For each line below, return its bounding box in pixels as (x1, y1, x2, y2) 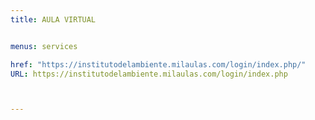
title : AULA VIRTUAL (10, 14, 97, 25)
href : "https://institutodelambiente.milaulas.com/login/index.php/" (10, 59, 307, 70)
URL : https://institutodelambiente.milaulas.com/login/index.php (10, 69, 288, 79)
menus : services (10, 41, 78, 51)
